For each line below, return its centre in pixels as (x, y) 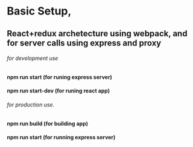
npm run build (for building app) (48, 123)
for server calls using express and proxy (84, 43)
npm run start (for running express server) (61, 137)
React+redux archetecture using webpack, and (97, 34)
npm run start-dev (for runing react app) (59, 91)
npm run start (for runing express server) (59, 77)
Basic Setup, (39, 11)
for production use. (31, 105)
